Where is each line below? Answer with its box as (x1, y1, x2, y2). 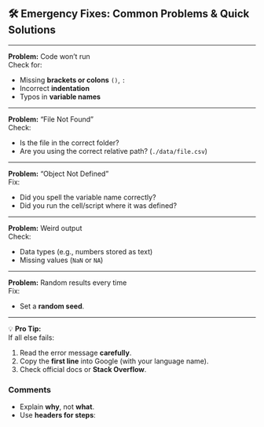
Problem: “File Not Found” (8, 114, 94, 124)
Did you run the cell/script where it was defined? (19, 200, 178, 210)
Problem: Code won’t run (8, 51, 90, 61)
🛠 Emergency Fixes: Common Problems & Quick (8, 7, 250, 20)
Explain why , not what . (19, 402, 95, 411)
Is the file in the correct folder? (19, 137, 119, 148)
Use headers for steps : (19, 411, 96, 420)
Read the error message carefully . (19, 348, 132, 357)
